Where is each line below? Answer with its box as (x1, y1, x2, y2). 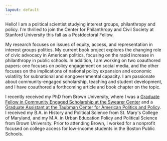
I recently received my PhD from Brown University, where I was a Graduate (5, 93, 160, 99)
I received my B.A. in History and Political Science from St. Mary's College (5, 109, 158, 115)
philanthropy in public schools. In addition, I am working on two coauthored (5, 57, 161, 63)
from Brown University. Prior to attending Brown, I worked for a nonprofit (5, 120, 155, 126)
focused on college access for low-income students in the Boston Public (5, 125, 155, 131)
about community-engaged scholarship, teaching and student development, (5, 78, 162, 84)
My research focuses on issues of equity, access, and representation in (5, 41, 153, 47)
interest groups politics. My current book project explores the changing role (5, 46, 161, 52)
